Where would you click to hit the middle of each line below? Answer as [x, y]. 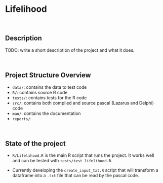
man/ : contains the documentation [46, 113]
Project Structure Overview [48, 75]
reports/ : [22, 118]
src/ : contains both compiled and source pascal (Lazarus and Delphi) [83, 103]
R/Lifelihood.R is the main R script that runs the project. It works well [83, 155]
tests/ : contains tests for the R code [50, 98]
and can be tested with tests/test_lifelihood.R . [62, 161]
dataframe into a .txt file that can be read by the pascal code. [76, 176]
